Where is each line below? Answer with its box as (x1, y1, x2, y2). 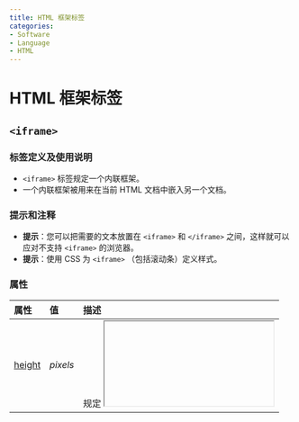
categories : (9, 22, 54, 31)
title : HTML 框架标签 (9, 13, 86, 22)
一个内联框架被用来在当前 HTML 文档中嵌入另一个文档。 (22, 184, 231, 194)
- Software (9, 30, 50, 39)
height (14, 359, 41, 372)
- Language (9, 38, 50, 48)
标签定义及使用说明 (9, 150, 93, 163)
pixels (49, 359, 75, 372)
